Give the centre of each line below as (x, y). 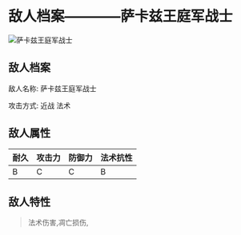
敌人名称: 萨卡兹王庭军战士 (52, 88)
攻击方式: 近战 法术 (39, 106)
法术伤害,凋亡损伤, (58, 223)
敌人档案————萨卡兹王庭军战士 (121, 16)
